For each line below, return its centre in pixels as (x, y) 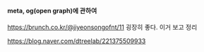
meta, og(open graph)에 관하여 (52, 10)
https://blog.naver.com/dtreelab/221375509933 (77, 41)
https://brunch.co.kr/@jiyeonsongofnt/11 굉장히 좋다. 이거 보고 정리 (102, 27)
